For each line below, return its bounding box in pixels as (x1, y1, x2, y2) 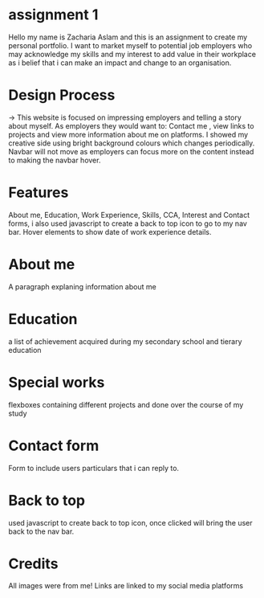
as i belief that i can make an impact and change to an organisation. (8, 58, 232, 68)
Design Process (8, 86, 116, 104)
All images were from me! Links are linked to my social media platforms (8, 581, 243, 591)
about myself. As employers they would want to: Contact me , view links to (8, 121, 254, 130)
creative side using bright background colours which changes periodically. (8, 138, 255, 148)
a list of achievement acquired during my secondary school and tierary (8, 336, 242, 346)
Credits (8, 555, 59, 572)
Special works (8, 373, 105, 391)
